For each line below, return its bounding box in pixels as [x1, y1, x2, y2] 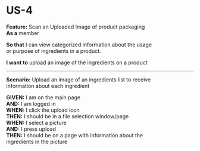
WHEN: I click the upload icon [6, 106, 80, 114]
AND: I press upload [6, 125, 57, 133]
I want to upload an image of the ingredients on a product [6, 59, 148, 66]
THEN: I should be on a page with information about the [6, 131, 143, 139]
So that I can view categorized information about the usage [6, 41, 152, 48]
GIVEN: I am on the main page [6, 93, 81, 101]
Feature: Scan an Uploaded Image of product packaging [6, 23, 145, 30]
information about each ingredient [6, 82, 90, 89]
